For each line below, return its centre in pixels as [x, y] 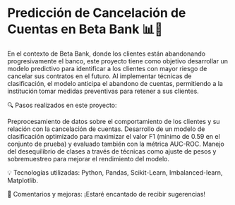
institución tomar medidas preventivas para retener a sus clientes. [103, 91]
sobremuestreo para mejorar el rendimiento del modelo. [89, 159]
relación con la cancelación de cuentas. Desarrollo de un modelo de [106, 129]
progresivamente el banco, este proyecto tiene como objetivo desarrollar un [117, 61]
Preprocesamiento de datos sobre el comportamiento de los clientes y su [114, 121]
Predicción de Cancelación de [97, 13]
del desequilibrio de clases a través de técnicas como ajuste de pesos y [112, 151]
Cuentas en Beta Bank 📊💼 [85, 29]
